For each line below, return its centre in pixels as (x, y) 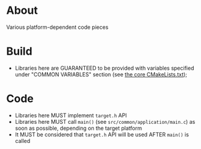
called (23, 141)
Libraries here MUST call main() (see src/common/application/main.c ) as (105, 121)
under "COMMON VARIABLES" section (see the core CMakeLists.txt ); (101, 74)
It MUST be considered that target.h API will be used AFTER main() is (102, 134)
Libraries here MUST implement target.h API (71, 115)
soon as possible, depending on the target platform (79, 128)
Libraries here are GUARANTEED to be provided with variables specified (104, 68)
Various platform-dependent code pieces (57, 27)
